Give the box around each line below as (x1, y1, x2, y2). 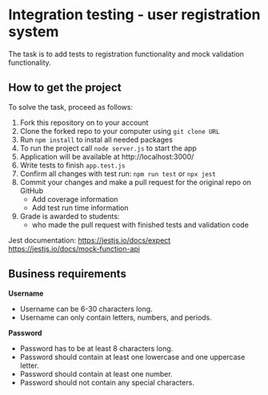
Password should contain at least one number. (19, 369, 174, 378)
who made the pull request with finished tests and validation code (31, 220, 250, 229)
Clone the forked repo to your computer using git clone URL (19, 126, 220, 135)
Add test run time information (31, 203, 130, 212)
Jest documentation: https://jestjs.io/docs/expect (8, 235, 171, 245)
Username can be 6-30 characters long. (19, 304, 154, 313)
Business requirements (8, 267, 126, 281)
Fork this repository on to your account (19, 118, 149, 127)
